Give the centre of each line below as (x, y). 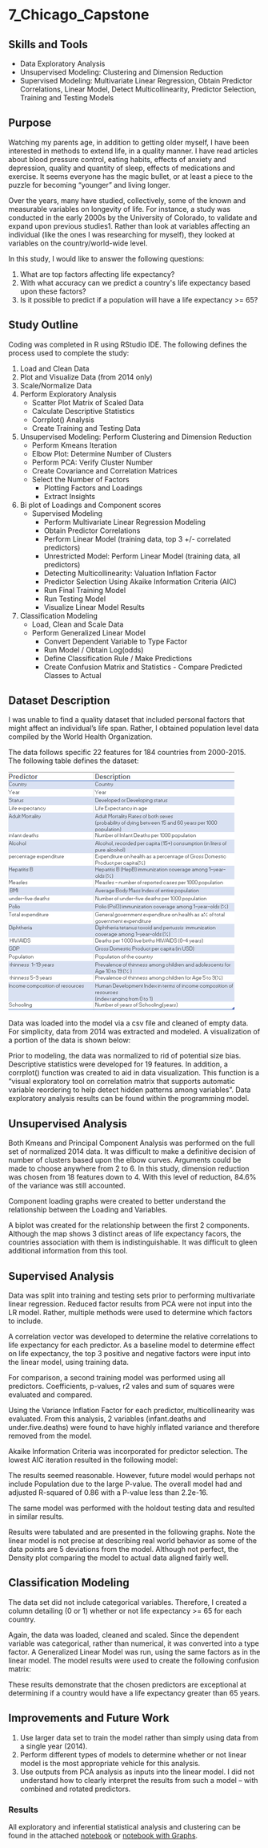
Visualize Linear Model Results (94, 607)
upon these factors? (53, 291)
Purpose (30, 123)
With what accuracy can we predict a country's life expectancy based (135, 282)
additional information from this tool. (68, 1251)
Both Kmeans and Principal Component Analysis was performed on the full (132, 1143)
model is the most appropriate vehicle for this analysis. (110, 1763)
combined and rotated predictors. (75, 1789)
